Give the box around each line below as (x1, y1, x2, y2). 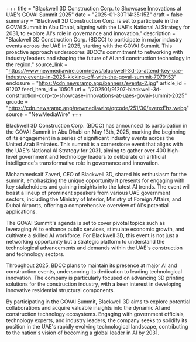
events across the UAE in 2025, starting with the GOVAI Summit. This (6, 42, 173, 49)
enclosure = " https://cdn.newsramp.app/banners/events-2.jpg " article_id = (6, 80, 187, 87)
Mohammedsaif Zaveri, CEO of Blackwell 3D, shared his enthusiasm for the (6, 171, 187, 177)
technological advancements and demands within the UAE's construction (6, 244, 183, 251)
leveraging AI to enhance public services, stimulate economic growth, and (6, 225, 185, 232)
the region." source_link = (6, 61, 68, 68)
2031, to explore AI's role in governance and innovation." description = (6, 30, 176, 37)
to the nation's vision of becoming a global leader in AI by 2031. (6, 329, 160, 336)
